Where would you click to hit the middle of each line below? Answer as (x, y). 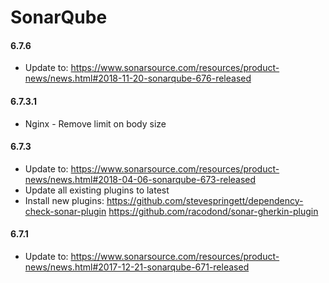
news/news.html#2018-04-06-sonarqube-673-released (140, 179)
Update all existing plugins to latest (97, 190)
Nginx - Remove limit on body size (95, 123)
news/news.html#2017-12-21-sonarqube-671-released (137, 267)
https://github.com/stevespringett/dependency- (205, 200)
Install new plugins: (64, 200)
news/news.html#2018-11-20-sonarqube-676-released (138, 78)
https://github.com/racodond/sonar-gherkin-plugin (213, 211)
